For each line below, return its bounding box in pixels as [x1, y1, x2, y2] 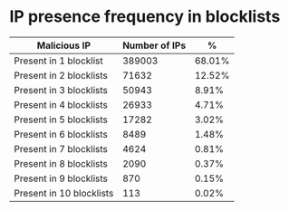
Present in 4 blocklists [14, 98, 109, 110]
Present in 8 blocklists [14, 157, 109, 169]
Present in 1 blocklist [14, 54, 103, 67]
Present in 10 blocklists [14, 187, 114, 199]
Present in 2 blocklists [14, 69, 109, 82]
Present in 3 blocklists [14, 83, 109, 96]
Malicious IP [36, 39, 92, 52]
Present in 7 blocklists [14, 142, 109, 155]
